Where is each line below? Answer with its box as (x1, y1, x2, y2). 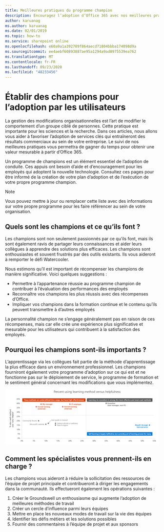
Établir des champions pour (5, 91, 119, 103)
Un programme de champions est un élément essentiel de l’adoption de (5, 159, 149, 165)
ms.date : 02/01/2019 (5, 28, 47, 34)
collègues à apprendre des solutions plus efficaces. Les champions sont (5, 246, 151, 252)
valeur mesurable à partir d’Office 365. (5, 149, 83, 155)
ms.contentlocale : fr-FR (5, 59, 56, 64)
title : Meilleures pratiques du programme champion (5, 8, 112, 13)
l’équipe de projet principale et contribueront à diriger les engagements (5, 480, 148, 486)
